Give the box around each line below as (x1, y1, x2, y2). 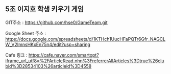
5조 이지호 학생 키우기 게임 (5, 5, 84, 14)
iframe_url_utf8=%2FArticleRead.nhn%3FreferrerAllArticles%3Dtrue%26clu (5, 58, 164, 64)
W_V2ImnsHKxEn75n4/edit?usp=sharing (5, 41, 91, 47)
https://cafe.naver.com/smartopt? (28, 52, 100, 58)
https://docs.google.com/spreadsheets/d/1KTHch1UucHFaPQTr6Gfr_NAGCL (5, 36, 166, 42)
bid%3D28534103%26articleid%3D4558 (5, 63, 92, 69)
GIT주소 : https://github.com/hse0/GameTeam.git (5, 19, 108, 26)
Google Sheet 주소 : (5, 30, 46, 36)
